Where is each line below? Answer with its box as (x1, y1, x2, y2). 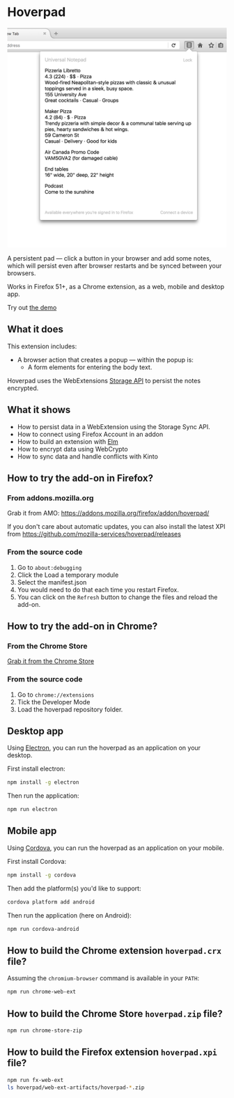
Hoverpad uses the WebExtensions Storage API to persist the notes (7, 376, 201, 385)
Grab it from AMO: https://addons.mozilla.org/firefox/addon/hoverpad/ (7, 509, 210, 518)
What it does (7, 323, 64, 335)
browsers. (7, 269, 36, 277)
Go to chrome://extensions (17, 690, 95, 699)
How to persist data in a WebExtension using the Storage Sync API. (17, 422, 210, 431)
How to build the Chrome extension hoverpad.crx (7, 945, 221, 957)
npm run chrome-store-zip (7, 1027, 82, 1035)
